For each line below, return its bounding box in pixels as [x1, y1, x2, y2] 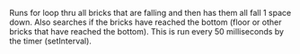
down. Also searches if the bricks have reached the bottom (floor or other [9, 17, 282, 27]
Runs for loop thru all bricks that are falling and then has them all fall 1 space [9, 8, 292, 18]
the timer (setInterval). [9, 35, 93, 46]
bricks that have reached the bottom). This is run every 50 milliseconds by [9, 27, 285, 36]
